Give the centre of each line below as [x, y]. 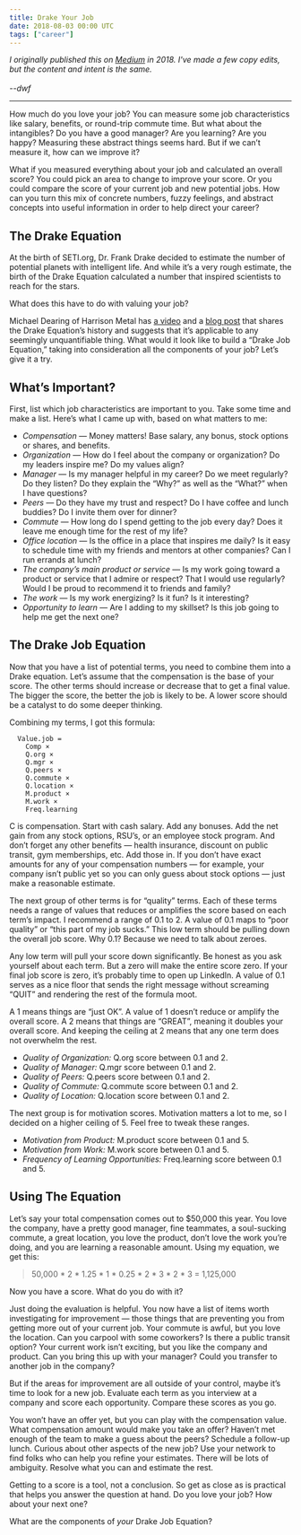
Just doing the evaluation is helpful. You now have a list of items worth [139, 1308]
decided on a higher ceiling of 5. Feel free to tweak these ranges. [129, 1122]
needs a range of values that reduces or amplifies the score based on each [148, 910]
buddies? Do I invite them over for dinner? [99, 512]
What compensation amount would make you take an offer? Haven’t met [142, 1429]
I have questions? [55, 493]
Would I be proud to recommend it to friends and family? [126, 588]
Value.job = [40, 738]
